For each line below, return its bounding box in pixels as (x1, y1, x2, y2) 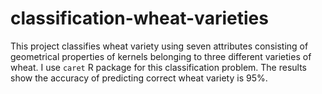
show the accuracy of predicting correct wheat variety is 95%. (10, 72, 268, 84)
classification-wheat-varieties (10, 7, 269, 30)
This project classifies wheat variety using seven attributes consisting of (10, 40, 309, 52)
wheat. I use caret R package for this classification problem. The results (10, 61, 307, 73)
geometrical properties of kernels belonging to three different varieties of (10, 50, 312, 62)
